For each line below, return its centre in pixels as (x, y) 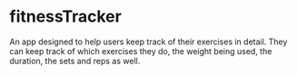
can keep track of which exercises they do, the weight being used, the (141, 51)
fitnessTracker (66, 17)
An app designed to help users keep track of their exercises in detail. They (148, 42)
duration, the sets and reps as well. (75, 61)
